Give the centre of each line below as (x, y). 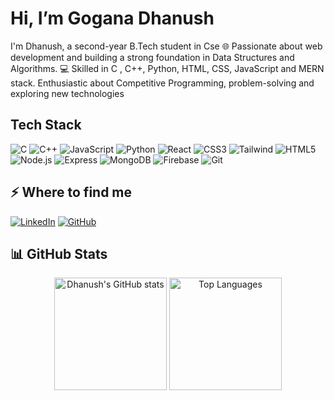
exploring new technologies (67, 93)
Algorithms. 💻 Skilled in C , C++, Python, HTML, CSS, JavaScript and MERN (167, 68)
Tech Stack (46, 125)
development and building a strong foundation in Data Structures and (152, 57)
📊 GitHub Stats (59, 253)
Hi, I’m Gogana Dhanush (112, 18)
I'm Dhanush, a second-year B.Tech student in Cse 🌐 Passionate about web (166, 46)
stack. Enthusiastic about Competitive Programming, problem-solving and (162, 83)
